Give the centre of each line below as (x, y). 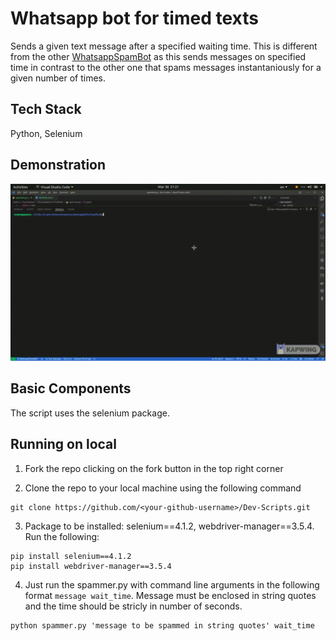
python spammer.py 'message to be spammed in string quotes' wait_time (162, 625)
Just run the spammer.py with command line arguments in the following (172, 584)
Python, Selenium (46, 133)
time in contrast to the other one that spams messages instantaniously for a (166, 67)
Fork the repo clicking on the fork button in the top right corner (154, 468)
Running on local (63, 444)
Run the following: (62, 536)
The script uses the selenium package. (90, 413)
